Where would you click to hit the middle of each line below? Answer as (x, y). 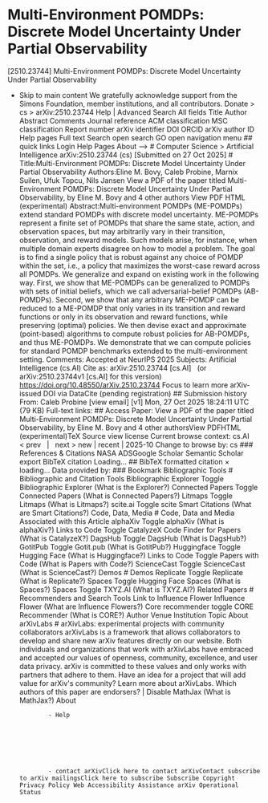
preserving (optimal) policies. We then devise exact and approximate (132, 325)
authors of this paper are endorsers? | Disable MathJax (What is (125, 691)
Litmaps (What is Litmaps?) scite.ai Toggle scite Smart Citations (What (135, 504)
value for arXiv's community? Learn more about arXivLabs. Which (128, 683)
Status (30, 792)
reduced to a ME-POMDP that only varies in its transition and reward (132, 308)
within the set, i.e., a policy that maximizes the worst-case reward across (140, 266)
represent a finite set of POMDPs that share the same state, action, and (137, 223)
